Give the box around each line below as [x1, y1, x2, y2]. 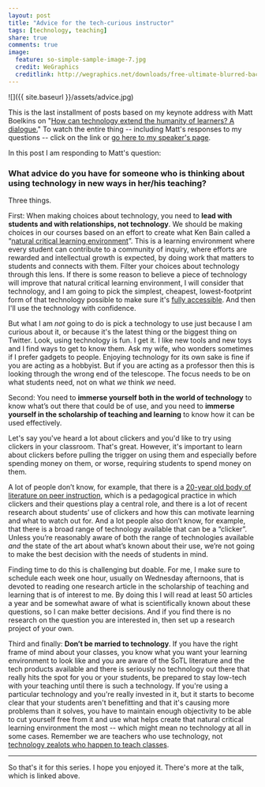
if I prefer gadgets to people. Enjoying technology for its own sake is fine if [8, 352, 250, 361]
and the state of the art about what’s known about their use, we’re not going [8, 541, 255, 551]
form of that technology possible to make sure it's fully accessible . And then [8, 294, 256, 305]
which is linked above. [8, 770, 80, 780]
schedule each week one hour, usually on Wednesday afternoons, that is [8, 573, 244, 582]
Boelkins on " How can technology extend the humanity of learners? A [8, 115, 235, 125]
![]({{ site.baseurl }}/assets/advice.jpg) [8, 92, 134, 101]
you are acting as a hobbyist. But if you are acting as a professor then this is [8, 361, 255, 370]
